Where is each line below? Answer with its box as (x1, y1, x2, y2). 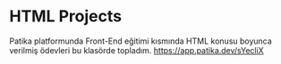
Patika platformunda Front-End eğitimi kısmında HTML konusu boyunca (9, 36, 273, 46)
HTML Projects (9, 6, 123, 27)
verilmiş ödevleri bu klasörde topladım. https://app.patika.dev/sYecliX (9, 44, 264, 55)
